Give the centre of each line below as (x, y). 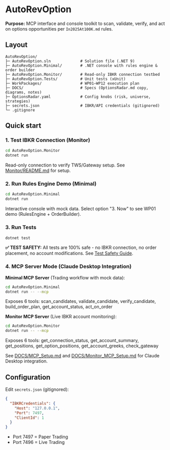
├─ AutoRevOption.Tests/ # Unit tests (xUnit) (65, 79)
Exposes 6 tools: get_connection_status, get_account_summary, (72, 341)
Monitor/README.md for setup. (38, 171)
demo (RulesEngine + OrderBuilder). (43, 214)
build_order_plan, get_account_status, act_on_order (59, 307)
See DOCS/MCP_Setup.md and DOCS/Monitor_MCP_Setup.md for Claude (82, 356)
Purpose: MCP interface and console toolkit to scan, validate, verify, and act (85, 23)
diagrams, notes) (24, 92)
